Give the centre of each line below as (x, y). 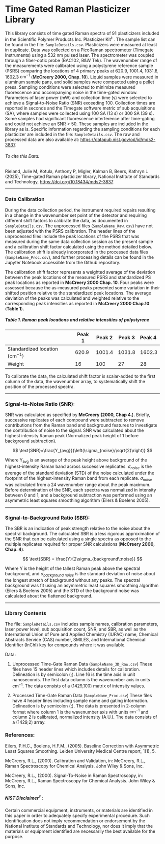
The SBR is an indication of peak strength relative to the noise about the (78, 528)
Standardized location (33, 349)
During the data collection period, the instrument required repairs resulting (80, 210)
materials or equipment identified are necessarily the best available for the (80, 831)
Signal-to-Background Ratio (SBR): (47, 518)
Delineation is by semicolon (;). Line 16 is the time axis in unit (74, 674)
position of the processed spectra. (40, 387)
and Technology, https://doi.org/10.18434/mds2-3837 (59, 182)
